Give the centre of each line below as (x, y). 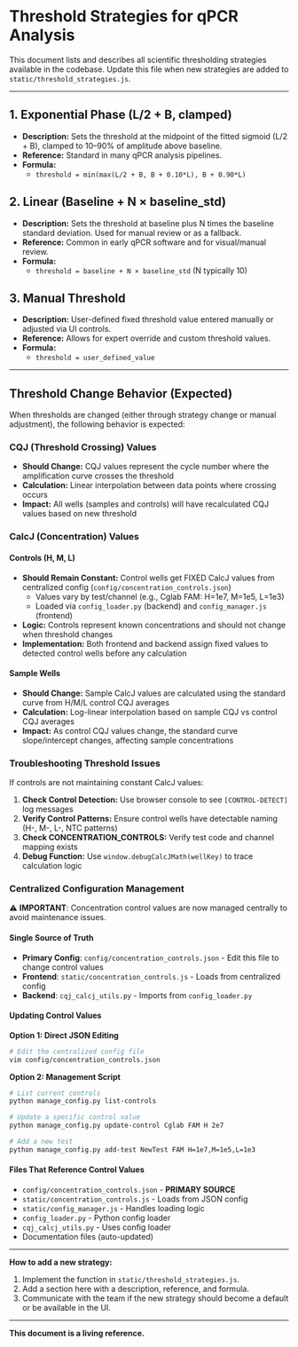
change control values (63, 967)
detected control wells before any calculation (105, 653)
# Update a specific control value (75, 1117)
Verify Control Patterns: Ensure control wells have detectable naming (149, 819)
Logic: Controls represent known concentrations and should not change (154, 625)
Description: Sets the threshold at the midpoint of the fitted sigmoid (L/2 (155, 136)
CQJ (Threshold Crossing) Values (83, 447)
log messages (47, 809)
